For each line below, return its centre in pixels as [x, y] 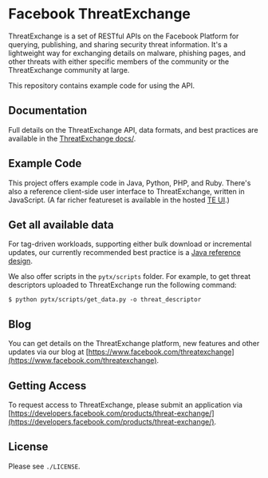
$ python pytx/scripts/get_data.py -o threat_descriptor [105, 300]
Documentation [48, 111]
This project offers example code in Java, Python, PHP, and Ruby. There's [130, 183]
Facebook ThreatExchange [100, 14]
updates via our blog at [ [49, 352]
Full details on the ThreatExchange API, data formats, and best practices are [133, 129]
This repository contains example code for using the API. [102, 86]
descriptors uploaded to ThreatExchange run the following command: [122, 285]
